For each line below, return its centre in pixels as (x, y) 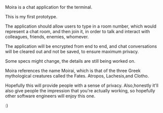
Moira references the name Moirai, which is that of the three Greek (73, 71)
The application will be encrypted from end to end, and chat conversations (81, 46)
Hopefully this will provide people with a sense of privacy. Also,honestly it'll (82, 85)
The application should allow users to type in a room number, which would (81, 26)
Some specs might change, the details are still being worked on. (70, 61)
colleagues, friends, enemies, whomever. (47, 37)
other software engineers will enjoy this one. (50, 96)
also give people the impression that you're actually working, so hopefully (80, 91)
